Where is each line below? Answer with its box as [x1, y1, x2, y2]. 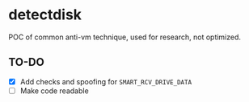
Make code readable [19, 86, 89, 96]
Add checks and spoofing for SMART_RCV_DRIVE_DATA [19, 76, 192, 86]
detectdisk [8, 6, 82, 24]
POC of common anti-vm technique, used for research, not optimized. [8, 32, 241, 42]
